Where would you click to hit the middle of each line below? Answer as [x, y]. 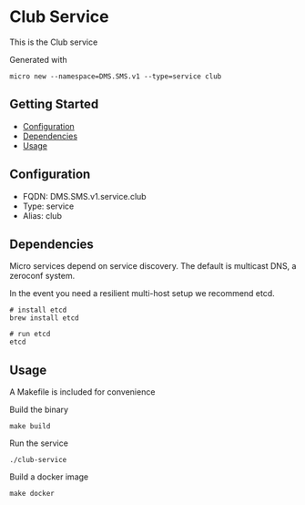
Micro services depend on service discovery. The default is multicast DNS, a [153, 266]
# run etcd [30, 335]
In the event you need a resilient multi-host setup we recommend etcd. [142, 294]
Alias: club [42, 215]
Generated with [38, 59]
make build [30, 427]
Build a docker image [49, 477]
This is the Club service [54, 42]
